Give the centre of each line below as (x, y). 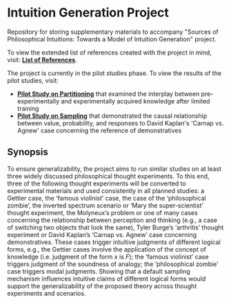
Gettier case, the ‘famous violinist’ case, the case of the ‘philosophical (107, 198)
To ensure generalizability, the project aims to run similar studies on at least (114, 169)
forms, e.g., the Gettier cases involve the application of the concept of (107, 249)
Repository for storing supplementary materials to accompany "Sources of (113, 32)
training (28, 108)
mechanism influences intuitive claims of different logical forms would (107, 278)
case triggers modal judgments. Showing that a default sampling (99, 271)
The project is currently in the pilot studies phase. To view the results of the (114, 73)
